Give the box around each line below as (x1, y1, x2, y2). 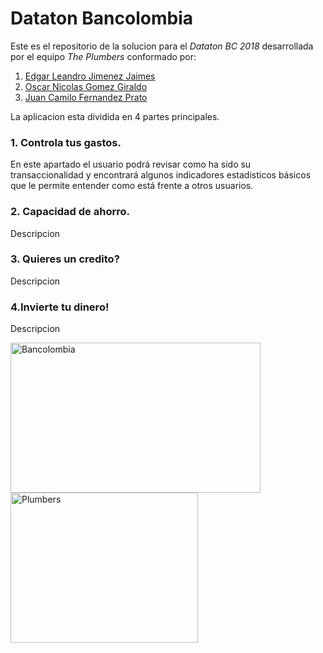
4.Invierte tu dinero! (10, 300, 110, 314)
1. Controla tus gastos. (10, 135, 122, 149)
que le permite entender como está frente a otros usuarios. (10, 180, 254, 192)
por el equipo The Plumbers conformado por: (10, 50, 197, 62)
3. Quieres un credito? (10, 252, 120, 266)
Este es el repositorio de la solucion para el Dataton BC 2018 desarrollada (10, 40, 314, 52)
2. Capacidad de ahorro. (10, 205, 130, 219)
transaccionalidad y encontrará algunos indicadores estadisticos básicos (10, 169, 312, 181)
